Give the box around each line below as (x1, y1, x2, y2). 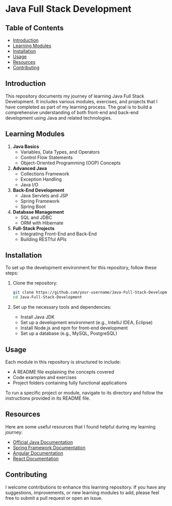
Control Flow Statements (20, 154, 73, 160)
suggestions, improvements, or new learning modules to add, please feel (5, 489, 159, 496)
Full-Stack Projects (12, 225, 55, 231)
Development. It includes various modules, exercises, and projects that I (5, 98, 158, 104)
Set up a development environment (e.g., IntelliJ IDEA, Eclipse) (20, 320, 153, 326)
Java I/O (20, 181, 39, 188)
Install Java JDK (20, 314, 55, 320)
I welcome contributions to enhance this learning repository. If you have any (5, 484, 166, 490)
